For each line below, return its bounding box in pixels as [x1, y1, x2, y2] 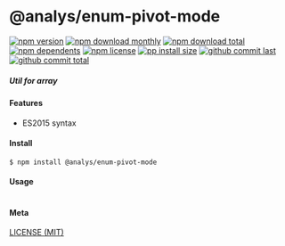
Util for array [9, 75, 58, 86]
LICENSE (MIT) [9, 227, 64, 238]
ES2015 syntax [21, 118, 77, 128]
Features [9, 97, 43, 108]
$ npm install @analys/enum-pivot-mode [9, 158, 158, 167]
